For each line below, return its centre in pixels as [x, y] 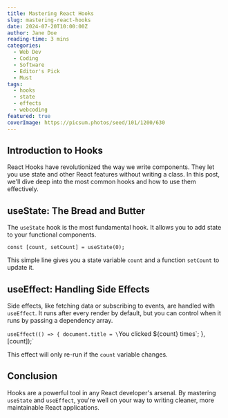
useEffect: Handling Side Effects [78, 289]
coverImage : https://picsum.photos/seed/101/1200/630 [86, 122]
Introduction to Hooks [55, 150]
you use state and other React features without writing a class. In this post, [113, 175]
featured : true [29, 116]
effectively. [23, 189]
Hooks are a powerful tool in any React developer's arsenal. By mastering [112, 392]
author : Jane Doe [32, 33]
